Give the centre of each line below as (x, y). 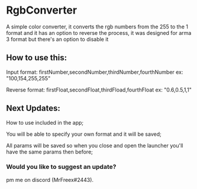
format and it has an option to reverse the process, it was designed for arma (99, 32)
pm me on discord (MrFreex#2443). (50, 180)
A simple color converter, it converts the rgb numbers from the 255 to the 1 (97, 27)
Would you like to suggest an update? (61, 167)
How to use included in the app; (45, 122)
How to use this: (37, 58)
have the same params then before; (50, 152)
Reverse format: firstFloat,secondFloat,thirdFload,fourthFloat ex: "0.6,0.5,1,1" (99, 90)
